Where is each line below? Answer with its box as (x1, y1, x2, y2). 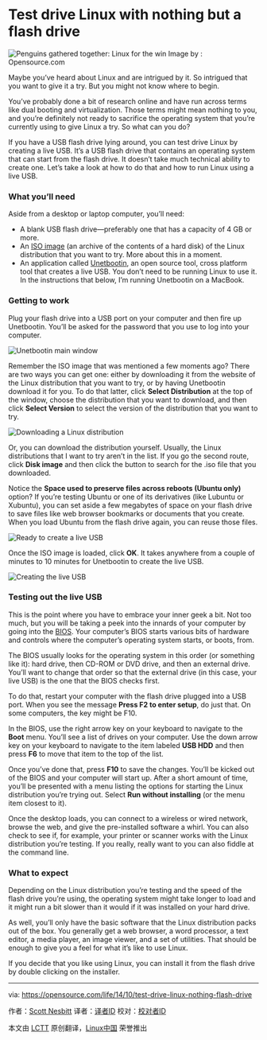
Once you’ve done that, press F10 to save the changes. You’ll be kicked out (8, 764, 255, 773)
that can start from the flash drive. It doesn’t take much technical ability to (8, 154, 250, 164)
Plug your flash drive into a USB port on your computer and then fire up (8, 313, 242, 323)
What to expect (8, 867, 69, 878)
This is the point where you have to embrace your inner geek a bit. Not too (8, 610, 252, 619)
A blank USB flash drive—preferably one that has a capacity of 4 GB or (19, 224, 253, 234)
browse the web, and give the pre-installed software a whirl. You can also (8, 822, 249, 832)
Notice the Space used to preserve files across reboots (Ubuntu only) (8, 483, 242, 493)
